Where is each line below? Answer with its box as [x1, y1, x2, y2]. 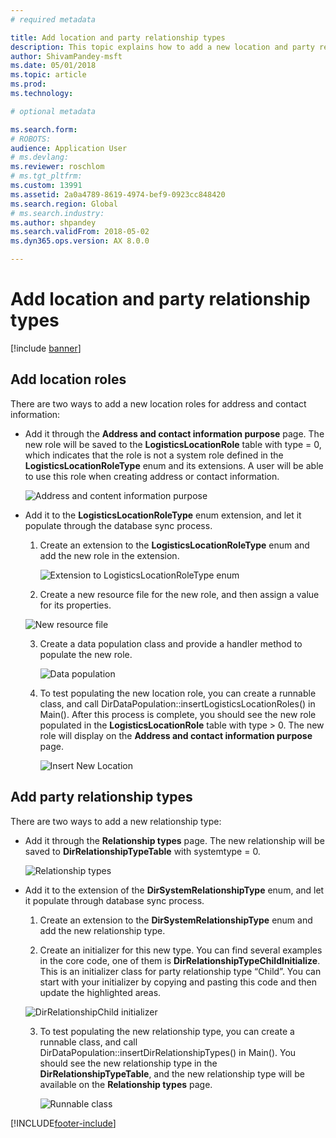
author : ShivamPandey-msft [10, 51, 123, 61]
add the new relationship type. [39, 924, 166, 936]
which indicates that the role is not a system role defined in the [24, 449, 284, 461]
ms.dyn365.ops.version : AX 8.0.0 [10, 236, 150, 246]
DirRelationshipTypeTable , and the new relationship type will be [39, 1067, 305, 1080]
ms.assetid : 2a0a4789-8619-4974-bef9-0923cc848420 [10, 189, 226, 200]
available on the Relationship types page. [39, 1078, 213, 1090]
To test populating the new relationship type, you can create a [39, 1025, 295, 1037]
